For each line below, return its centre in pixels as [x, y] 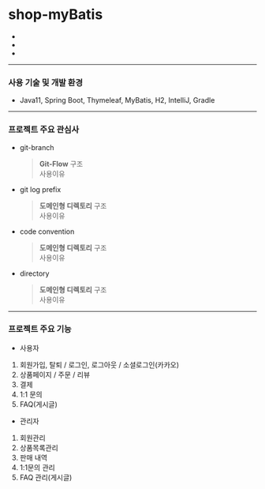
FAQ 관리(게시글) [46, 477]
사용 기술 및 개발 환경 [45, 82]
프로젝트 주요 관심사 [44, 130]
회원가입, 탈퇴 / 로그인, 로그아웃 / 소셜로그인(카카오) [99, 364]
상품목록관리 [39, 447]
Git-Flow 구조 [61, 164]
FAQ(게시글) [38, 404]
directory [34, 273]
